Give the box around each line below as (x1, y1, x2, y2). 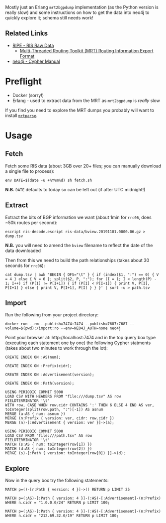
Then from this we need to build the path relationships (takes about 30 (5, 257, 150, 263)
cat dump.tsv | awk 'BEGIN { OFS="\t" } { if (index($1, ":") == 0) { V (5, 272, 159, 277)
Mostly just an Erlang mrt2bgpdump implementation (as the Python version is (5, 4, 159, 10)
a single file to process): (5, 168, 55, 174)
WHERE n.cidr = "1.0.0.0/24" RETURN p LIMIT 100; (5, 500, 110, 505)
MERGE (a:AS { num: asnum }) (5, 411, 66, 416)
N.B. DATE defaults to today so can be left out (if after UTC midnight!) (5, 186, 146, 192)
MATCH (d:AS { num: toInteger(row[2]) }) (5, 446, 92, 451)
